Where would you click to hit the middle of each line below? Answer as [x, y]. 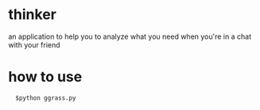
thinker [33, 15]
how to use [45, 77]
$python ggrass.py [46, 98]
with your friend [35, 44]
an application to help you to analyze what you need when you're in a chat [130, 36]
